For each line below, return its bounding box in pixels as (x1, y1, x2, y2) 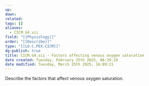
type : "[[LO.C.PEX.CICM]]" (5, 44, 61, 49)
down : (5, 12, 16, 17)
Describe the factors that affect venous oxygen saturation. (5, 76, 124, 82)
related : (5, 16, 23, 21)
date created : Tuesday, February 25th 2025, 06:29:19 (5, 57, 118, 62)
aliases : (5, 26, 23, 30)
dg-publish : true (5, 48, 41, 53)
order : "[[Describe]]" (5, 39, 52, 44)
